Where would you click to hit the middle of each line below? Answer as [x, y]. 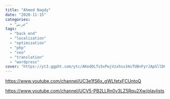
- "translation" [27, 57]
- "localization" [28, 39]
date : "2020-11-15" [26, 15]
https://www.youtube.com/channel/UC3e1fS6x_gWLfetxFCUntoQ [73, 81]
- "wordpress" [25, 62]
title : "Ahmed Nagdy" [28, 10]
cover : [12, 67]
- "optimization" [28, 43]
